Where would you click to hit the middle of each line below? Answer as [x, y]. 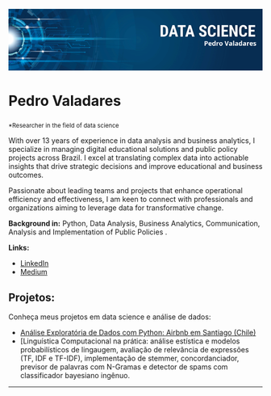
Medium [34, 272]
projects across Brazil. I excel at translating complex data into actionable [129, 158]
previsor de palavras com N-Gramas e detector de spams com [124, 367]
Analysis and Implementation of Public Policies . [88, 232]
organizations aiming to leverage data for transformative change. [116, 208]
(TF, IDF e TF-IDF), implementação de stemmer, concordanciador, [129, 358]
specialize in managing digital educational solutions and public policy [123, 150]
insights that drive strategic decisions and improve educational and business [135, 166]
